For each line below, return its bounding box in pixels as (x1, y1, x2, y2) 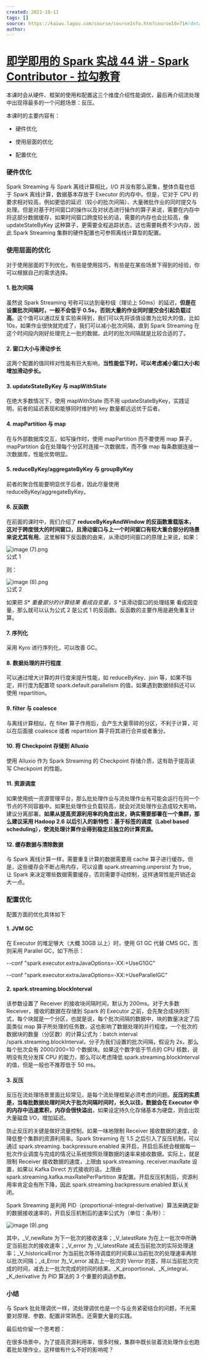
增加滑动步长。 (6, 367, 44, 375)
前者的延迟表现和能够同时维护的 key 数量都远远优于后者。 (17, 405, 164, 412)
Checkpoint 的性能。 (13, 765, 66, 772)
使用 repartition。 (6, 689, 50, 697)
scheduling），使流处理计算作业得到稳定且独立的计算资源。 (6, 825, 156, 833)
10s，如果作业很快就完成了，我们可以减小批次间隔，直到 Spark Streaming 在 (6, 322, 200, 329)
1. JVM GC (6, 925, 34, 932)
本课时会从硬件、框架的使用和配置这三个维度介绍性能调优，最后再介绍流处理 (6, 92, 200, 99)
